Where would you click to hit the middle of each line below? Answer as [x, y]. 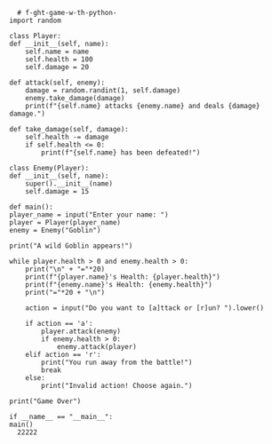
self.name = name [57, 52]
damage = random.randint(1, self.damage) [103, 91]
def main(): [31, 207]
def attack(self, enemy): [57, 83]
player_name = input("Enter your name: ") [89, 215]
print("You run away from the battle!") [117, 362]
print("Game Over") [45, 401]
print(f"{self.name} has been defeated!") [121, 153]
